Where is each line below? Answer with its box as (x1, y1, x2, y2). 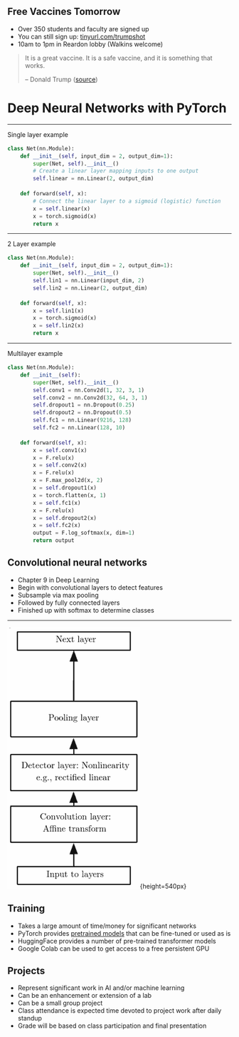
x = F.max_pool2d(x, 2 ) (33, 477, 103, 484)
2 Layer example (7, 240, 56, 248)
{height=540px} (139, 882, 187, 890)
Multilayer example (7, 349, 63, 357)
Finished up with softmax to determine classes (17, 606, 154, 614)
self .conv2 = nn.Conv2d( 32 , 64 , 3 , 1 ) (33, 394, 148, 402)
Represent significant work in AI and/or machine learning (17, 984, 185, 992)
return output (33, 537, 75, 544)
